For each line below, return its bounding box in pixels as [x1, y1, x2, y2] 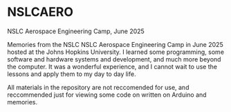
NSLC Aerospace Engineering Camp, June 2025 [7, 27, 145, 35]
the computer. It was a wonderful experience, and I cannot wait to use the [7, 62, 218, 71]
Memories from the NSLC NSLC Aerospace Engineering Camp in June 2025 [7, 40, 223, 48]
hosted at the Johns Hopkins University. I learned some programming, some [7, 48, 225, 56]
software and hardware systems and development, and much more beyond [7, 55, 221, 63]
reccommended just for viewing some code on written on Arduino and [7, 91, 207, 99]
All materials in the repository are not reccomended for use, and [7, 83, 190, 91]
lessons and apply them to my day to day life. [7, 70, 136, 78]
